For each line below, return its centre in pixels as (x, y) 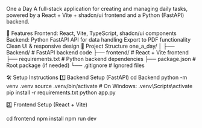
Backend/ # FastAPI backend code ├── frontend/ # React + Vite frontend (97, 53)
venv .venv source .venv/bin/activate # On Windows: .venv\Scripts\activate (99, 86)
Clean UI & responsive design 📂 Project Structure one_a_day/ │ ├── (90, 46)
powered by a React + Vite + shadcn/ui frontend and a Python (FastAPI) (95, 15)
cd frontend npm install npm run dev (52, 118)
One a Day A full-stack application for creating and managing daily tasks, (97, 9)
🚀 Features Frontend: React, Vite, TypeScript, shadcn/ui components (91, 33)
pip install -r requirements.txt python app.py (61, 92)
